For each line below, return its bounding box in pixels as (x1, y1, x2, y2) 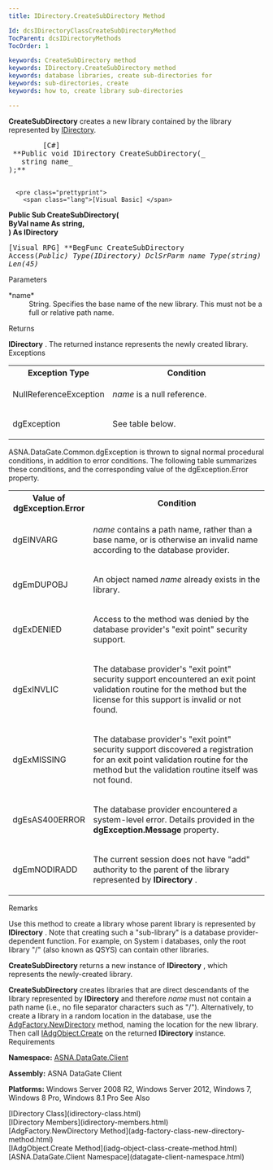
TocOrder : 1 (8, 42, 49, 50)
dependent (8, 936, 45, 945)
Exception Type (27, 367, 89, 379)
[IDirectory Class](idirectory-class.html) (8, 1108, 141, 1118)
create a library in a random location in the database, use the (8, 1010, 213, 1020)
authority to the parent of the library (93, 864, 230, 875)
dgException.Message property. (93, 824, 219, 835)
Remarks (8, 903, 38, 913)
